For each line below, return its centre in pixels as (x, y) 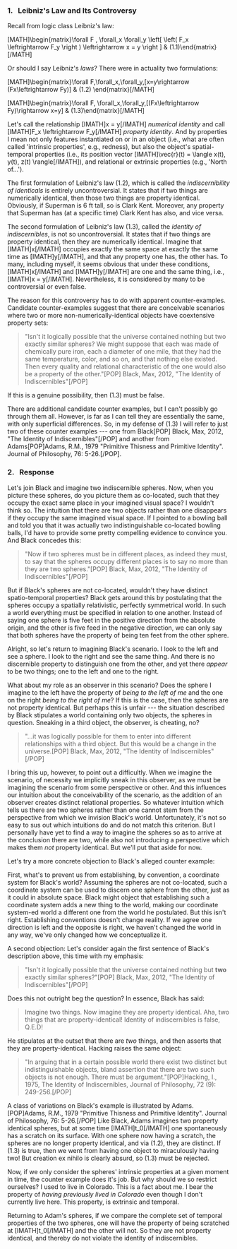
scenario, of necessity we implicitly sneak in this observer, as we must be (114, 779)
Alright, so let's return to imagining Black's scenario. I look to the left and (113, 649)
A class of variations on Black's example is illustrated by (89, 1105)
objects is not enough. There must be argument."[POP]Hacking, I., (121, 1077)
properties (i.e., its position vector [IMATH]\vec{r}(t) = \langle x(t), (130, 155)
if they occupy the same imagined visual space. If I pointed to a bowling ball (117, 518)
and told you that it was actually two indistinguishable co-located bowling (114, 525)
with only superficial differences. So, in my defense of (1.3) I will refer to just (118, 424)
